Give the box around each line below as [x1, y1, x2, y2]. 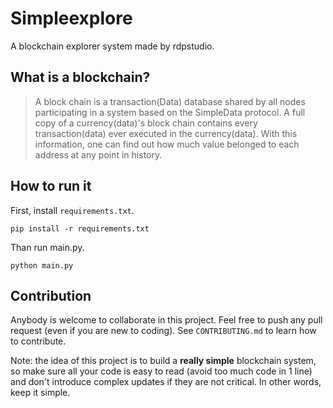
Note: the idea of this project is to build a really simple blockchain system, [10, 355, 317, 367]
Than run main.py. [10, 241, 85, 253]
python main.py [10, 260, 74, 271]
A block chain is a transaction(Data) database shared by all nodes [34, 95, 306, 107]
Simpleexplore [10, 7, 133, 30]
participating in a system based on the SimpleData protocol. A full [34, 106, 306, 118]
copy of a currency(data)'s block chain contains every [34, 117, 258, 129]
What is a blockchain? [10, 69, 151, 86]
